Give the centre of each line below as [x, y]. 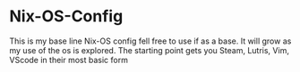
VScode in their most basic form [69, 60]
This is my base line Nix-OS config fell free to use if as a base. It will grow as [150, 41]
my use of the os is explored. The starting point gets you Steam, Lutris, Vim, [149, 50]
